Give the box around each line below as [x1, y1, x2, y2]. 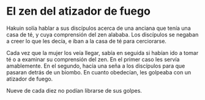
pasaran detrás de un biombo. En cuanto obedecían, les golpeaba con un [6, 68, 192, 76]
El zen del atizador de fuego [6, 4, 151, 18]
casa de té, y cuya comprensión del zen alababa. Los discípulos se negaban [6, 30, 199, 38]
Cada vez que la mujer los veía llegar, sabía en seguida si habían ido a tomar [6, 49, 199, 56]
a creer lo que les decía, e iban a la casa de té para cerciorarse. [6, 37, 167, 45]
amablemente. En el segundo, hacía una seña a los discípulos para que [6, 62, 185, 70]
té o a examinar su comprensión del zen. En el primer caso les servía [6, 55, 180, 63]
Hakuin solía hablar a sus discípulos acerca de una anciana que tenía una [6, 24, 191, 32]
